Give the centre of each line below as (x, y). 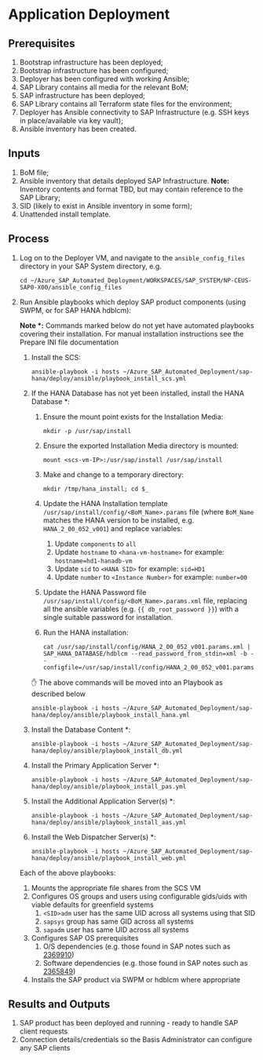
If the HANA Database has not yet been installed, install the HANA (138, 393)
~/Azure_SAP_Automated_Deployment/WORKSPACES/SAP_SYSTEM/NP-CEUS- (141, 280)
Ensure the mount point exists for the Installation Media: (133, 417)
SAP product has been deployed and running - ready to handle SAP (129, 1023)
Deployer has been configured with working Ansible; (104, 79)
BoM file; (34, 172)
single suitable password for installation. (108, 617)
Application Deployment (89, 15)
